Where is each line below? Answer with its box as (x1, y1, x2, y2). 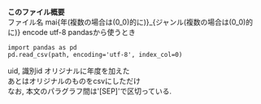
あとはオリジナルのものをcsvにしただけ (7, 76, 141, 85)
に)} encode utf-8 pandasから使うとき (7, 28, 136, 37)
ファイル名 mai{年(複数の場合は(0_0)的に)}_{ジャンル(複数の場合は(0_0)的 (7, 17, 254, 27)
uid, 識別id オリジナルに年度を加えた (7, 66, 131, 76)
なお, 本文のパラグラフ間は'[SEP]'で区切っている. (7, 86, 172, 96)
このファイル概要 (7, 7, 65, 16)
